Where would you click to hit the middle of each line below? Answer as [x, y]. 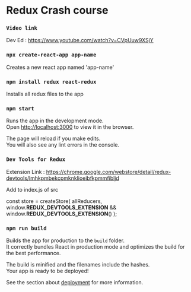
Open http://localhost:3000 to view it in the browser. [70, 127]
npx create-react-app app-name [51, 55]
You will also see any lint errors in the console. [63, 145]
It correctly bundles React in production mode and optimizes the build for [95, 246]
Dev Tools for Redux [36, 160]
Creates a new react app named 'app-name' [60, 67]
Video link [22, 28]
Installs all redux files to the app [45, 94]
